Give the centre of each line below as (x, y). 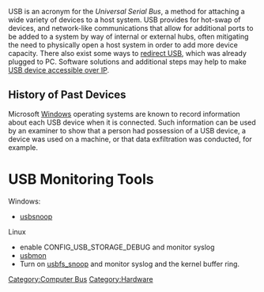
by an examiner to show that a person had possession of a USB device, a (127, 130)
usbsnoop (36, 216)
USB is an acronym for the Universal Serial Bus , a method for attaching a (126, 11)
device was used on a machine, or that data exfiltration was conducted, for (130, 139)
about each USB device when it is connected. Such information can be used (132, 122)
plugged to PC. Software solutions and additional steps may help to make (127, 62)
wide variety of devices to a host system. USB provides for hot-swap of (124, 20)
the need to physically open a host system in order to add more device (123, 45)
